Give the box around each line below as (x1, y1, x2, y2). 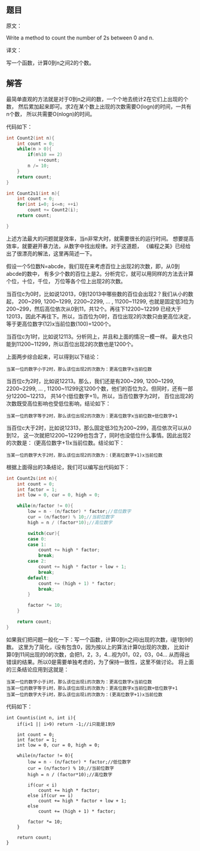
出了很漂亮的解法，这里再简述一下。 (6, 250, 96, 257)
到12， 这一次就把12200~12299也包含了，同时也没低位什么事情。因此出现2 (6, 431, 191, 439)
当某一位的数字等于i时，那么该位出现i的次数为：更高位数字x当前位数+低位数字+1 (6, 685, 178, 691)
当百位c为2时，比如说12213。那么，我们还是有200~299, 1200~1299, (6, 377, 175, 384)
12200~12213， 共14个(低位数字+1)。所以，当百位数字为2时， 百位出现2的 (11, 392, 194, 399)
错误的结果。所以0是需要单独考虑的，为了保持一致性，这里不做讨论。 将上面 (6, 658, 194, 665)
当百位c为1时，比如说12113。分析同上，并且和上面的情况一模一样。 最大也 (6, 333, 188, 340)
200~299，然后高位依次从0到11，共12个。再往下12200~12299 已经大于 (6, 305, 182, 312)
